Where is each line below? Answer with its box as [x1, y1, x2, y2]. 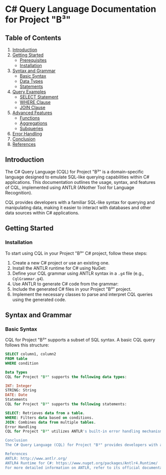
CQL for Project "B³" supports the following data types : [5, 374, 127, 379]
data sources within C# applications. [5, 210, 80, 216]
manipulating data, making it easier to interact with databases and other [5, 204, 151, 211]
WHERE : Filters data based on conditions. [5, 415, 94, 420]
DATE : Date [5, 392, 28, 397]
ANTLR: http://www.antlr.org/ [5, 456, 68, 461]
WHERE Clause [19, 99, 51, 105]
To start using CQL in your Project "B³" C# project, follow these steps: [5, 250, 147, 256]
